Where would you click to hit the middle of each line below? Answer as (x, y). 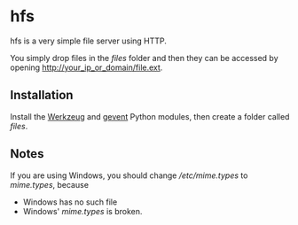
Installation (42, 95)
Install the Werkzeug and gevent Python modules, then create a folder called (150, 116)
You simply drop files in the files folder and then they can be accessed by (144, 58)
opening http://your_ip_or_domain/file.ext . (86, 67)
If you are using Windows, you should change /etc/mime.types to (129, 175)
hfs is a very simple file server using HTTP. (89, 41)
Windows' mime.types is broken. (82, 211)
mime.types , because (50, 184)
